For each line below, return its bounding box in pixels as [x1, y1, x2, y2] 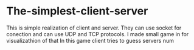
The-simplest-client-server [6, 4, 148, 18]
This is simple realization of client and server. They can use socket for [6, 24, 182, 31]
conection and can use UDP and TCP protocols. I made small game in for [6, 30, 189, 37]
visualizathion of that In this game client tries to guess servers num [6, 37, 175, 44]
